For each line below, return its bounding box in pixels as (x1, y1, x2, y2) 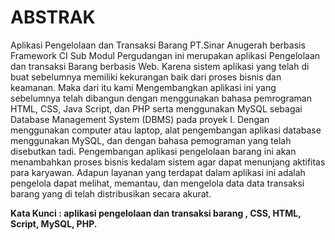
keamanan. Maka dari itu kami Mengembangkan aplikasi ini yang (10, 81, 277, 93)
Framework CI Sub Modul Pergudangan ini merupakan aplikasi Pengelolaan (10, 49, 321, 61)
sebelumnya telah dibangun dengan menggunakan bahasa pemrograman (10, 92, 312, 104)
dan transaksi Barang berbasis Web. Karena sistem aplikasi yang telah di (10, 60, 310, 72)
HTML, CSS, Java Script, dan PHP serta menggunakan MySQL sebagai (10, 102, 303, 115)
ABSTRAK (10, 6, 96, 29)
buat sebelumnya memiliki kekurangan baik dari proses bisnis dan (10, 71, 282, 83)
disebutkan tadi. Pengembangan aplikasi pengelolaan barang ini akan (10, 145, 297, 157)
